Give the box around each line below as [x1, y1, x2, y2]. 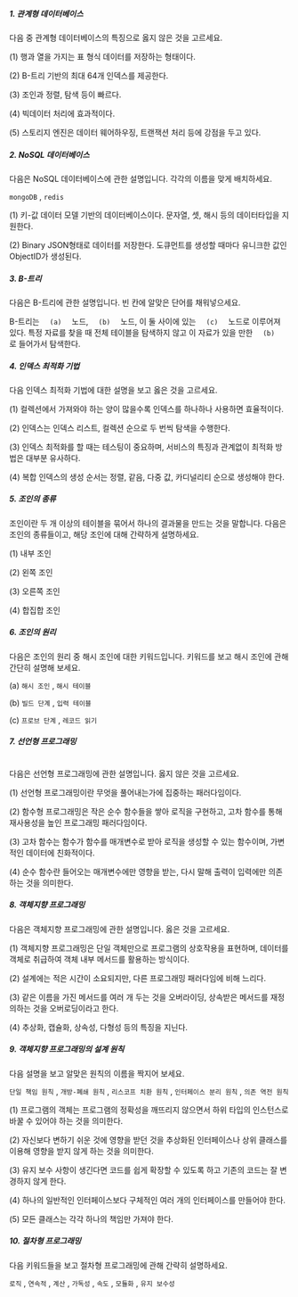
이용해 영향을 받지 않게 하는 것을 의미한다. [9, 1145, 154, 1156]
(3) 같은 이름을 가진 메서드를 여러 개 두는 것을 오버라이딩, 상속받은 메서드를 [9, 991, 269, 1003]
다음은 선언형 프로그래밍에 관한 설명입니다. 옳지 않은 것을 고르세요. [9, 768, 240, 779]
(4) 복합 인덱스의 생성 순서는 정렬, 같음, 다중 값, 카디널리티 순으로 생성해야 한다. [9, 471, 285, 482]
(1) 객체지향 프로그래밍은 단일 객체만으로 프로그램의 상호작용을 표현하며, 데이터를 [9, 942, 289, 954]
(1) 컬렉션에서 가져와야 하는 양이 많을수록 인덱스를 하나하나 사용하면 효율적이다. [9, 403, 285, 414]
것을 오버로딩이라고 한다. [32, 1003, 119, 1013]
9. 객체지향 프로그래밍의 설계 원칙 [9, 1044, 125, 1054]
